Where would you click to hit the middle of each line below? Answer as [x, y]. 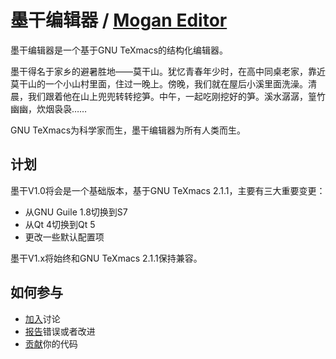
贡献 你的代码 [51, 343]
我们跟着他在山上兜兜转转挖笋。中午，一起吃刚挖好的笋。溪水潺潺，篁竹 [176, 96]
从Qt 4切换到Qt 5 [60, 224]
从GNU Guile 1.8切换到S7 [76, 212]
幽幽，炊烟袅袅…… [49, 108]
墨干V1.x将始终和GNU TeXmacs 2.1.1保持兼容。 [106, 258]
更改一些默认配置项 [64, 237]
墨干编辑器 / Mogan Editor [119, 20]
